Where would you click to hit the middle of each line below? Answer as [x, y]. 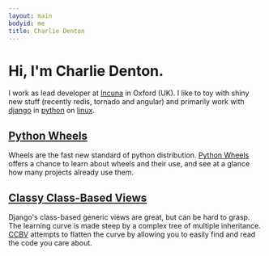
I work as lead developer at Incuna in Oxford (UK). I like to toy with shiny [129, 93]
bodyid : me [27, 23]
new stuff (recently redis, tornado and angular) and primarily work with [126, 102]
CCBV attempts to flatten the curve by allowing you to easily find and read [132, 234]
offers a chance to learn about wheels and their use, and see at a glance [129, 164]
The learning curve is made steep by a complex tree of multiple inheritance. [134, 225]
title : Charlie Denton [47, 31]
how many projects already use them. [71, 172]
